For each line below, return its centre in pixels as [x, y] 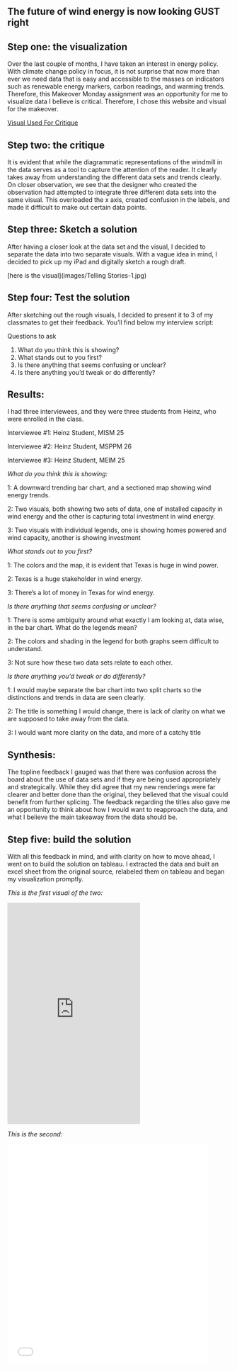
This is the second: [35, 1134]
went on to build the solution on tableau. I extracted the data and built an [113, 864]
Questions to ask [32, 336]
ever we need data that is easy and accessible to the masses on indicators [116, 79]
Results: [26, 395]
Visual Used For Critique [43, 123]
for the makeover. [33, 109]
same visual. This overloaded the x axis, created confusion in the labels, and [118, 200]
